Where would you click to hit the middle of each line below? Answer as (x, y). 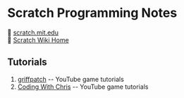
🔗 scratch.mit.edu (33, 32)
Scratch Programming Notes (92, 13)
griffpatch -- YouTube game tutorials (71, 79)
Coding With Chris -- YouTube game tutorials (83, 87)
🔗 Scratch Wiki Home (38, 39)
